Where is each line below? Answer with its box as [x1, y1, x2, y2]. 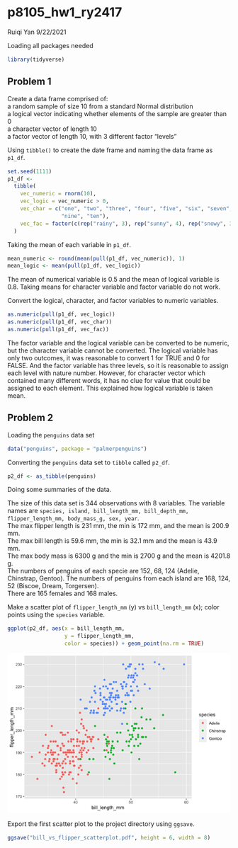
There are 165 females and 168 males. [7, 589, 118, 598]
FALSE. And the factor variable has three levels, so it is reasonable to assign [7, 361, 229, 369]
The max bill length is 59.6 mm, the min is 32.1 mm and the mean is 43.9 [7, 537, 217, 545]
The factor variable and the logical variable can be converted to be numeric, [7, 338, 229, 347]
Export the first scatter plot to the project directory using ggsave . [7, 820, 195, 828]
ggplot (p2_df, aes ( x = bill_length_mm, [7, 625, 125, 632]
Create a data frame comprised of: [7, 94, 108, 103]
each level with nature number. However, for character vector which [7, 369, 205, 377]
